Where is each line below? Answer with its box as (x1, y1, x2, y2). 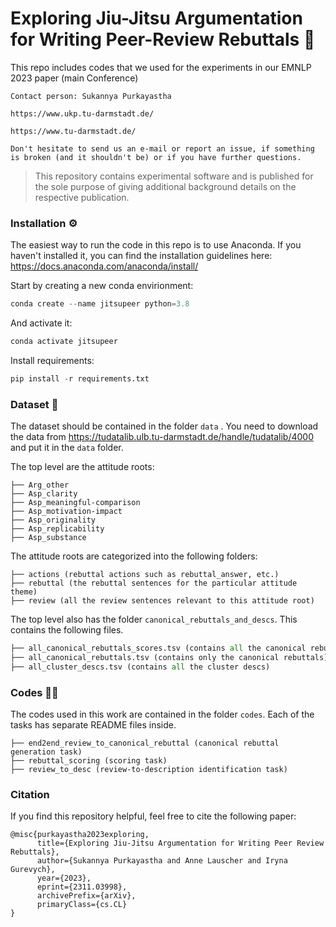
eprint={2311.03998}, (36, 882, 128, 892)
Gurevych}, (10, 865, 56, 875)
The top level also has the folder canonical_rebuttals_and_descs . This (10, 613, 298, 626)
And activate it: (10, 317, 73, 329)
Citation (10, 788, 50, 801)
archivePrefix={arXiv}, (36, 891, 137, 901)
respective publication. (34, 191, 130, 203)
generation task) (10, 747, 83, 757)
